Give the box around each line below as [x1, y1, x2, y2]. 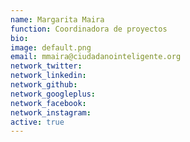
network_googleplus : [10, 89, 97, 99]
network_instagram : [10, 107, 92, 118]
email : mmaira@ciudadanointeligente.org [10, 52, 182, 62]
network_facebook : [10, 98, 87, 108]
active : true [10, 117, 65, 127]
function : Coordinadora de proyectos [10, 24, 168, 34]
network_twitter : [10, 61, 83, 71]
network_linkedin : [10, 71, 87, 81]
